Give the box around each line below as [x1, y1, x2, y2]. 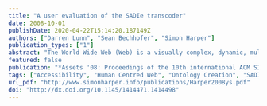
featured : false [8, 57, 62, 65]
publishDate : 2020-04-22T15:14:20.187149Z [8, 26, 151, 34]
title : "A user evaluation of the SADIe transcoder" [8, 11, 187, 20]
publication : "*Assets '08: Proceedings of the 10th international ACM [8, 64, 250, 72]
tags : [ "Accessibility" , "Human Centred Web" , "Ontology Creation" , [8, 71, 240, 79]
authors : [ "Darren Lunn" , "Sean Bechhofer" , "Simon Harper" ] [8, 33, 215, 42]
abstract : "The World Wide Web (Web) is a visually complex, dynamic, [8, 49, 247, 57]
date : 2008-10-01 [8, 19, 66, 27]
